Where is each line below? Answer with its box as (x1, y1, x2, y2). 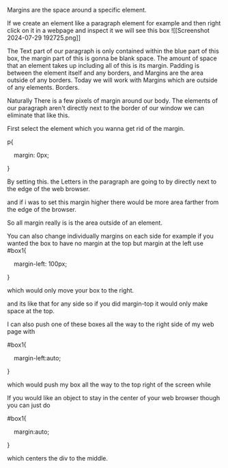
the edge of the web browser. (7, 185, 90, 193)
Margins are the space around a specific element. (7, 6, 147, 14)
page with (7, 328, 35, 335)
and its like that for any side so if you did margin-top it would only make (7, 299, 208, 308)
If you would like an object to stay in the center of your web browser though (7, 394, 220, 402)
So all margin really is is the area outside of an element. (7, 219, 162, 227)
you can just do (7, 401, 51, 409)
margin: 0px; (13, 151, 50, 159)
